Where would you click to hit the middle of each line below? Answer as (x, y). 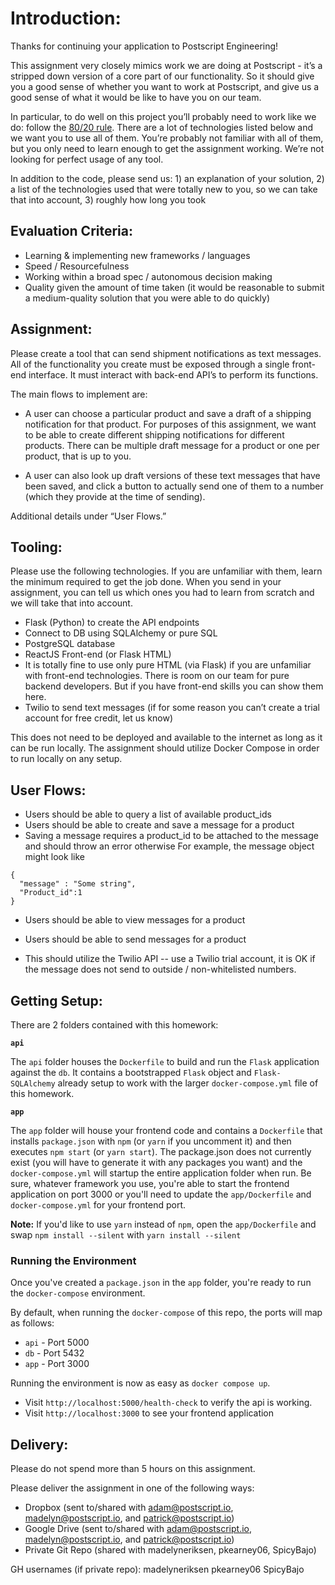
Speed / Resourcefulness (77, 266)
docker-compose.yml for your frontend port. (98, 1205)
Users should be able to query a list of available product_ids (148, 814)
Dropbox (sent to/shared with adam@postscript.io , (129, 1508)
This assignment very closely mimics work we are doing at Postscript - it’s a (166, 65)
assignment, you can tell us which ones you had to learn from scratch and (162, 593)
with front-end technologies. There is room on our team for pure (157, 676)
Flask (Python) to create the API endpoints (112, 623)
